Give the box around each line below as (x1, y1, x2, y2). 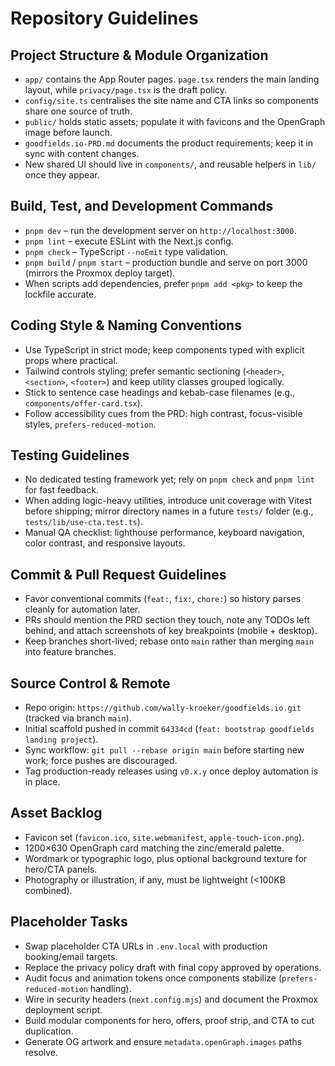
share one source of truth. (24, 105, 133, 117)
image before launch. (24, 127, 113, 138)
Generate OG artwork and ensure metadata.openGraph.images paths (24, 1035, 303, 1047)
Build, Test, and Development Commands (10, 198, 274, 215)
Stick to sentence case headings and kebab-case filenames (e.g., (24, 386, 296, 398)
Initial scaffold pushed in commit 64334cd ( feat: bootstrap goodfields (24, 723, 315, 735)
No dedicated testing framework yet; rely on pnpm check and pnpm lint (24, 473, 315, 486)
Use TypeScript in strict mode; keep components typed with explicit (24, 343, 305, 356)
